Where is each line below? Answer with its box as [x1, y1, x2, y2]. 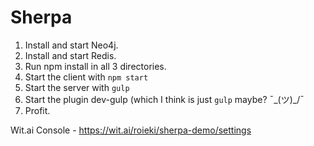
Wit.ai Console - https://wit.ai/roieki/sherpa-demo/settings [10, 124, 252, 136]
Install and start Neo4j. [24, 39, 119, 51]
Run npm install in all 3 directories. [24, 60, 167, 72]
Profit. [24, 104, 51, 116]
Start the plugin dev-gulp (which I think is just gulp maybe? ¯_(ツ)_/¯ [24, 93, 305, 105]
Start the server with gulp [24, 81, 130, 93]
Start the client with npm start [24, 71, 149, 83]
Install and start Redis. [24, 49, 117, 61]
